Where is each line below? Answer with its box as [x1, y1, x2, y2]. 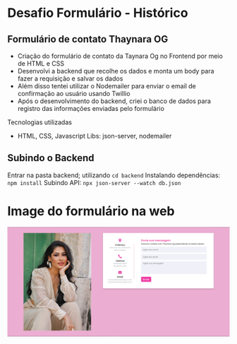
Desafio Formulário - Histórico [7, 5, 188, 21]
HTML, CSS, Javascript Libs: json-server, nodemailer [17, 132, 172, 140]
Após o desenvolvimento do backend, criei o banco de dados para [17, 97, 212, 105]
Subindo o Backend [7, 152, 95, 164]
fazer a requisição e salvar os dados [17, 74, 123, 83]
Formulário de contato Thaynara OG [7, 33, 169, 45]
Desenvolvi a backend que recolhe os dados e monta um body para [17, 67, 214, 75]
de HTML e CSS [17, 59, 65, 68]
